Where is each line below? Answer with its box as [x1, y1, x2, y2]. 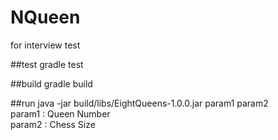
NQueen [10, 6, 81, 29]
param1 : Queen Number [10, 107, 111, 120]
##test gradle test [10, 58, 84, 70]
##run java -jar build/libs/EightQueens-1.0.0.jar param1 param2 [10, 97, 269, 109]
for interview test [10, 39, 81, 51]
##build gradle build [10, 77, 93, 90]
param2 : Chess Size [10, 118, 96, 130]
